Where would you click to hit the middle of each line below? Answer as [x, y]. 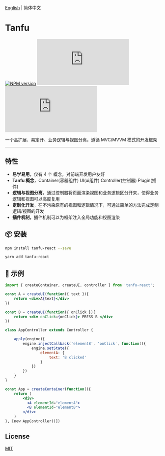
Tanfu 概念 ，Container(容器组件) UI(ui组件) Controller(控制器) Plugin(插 [84, 180]
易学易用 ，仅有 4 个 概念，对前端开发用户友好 [58, 174]
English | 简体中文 [23, 8]
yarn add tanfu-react [27, 257]
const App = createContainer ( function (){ [48, 389]
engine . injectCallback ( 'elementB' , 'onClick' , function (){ [84, 344]
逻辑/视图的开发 [28, 211]
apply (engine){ [29, 339]
